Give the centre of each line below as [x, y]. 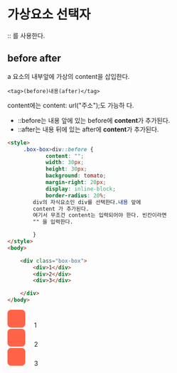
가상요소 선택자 [49, 15]
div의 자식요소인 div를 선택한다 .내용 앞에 [87, 202]
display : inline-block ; [80, 189]
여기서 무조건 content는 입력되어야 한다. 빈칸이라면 [100, 215]
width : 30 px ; [64, 163]
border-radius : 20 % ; [76, 195]
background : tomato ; [76, 176]
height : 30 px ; [66, 169]
